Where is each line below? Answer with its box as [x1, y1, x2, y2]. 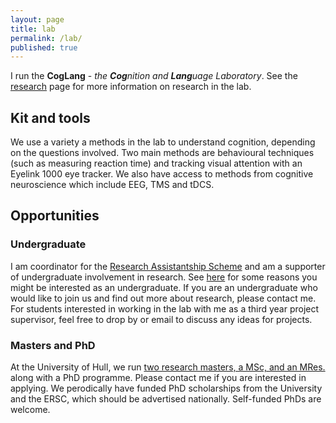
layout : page [10, 14, 65, 25]
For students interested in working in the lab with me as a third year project [10, 302, 320, 315]
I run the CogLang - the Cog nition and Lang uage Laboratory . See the [10, 70, 298, 82]
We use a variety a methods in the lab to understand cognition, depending [10, 136, 316, 148]
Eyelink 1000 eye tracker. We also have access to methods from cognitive [10, 168, 314, 180]
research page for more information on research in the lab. [10, 81, 252, 93]
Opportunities [10, 207, 100, 225]
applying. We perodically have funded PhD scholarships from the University [10, 382, 323, 395]
